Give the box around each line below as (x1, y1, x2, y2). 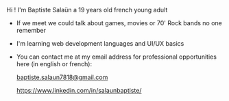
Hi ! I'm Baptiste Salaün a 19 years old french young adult (6, 6, 168, 14)
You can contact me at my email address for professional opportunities (16, 53, 217, 61)
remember (16, 27, 46, 34)
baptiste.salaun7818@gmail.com (16, 73, 108, 81)
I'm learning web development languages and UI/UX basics (16, 40, 184, 47)
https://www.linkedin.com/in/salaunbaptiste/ (16, 87, 142, 94)
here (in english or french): (16, 60, 93, 68)
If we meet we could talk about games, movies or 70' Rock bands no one (16, 19, 222, 27)
